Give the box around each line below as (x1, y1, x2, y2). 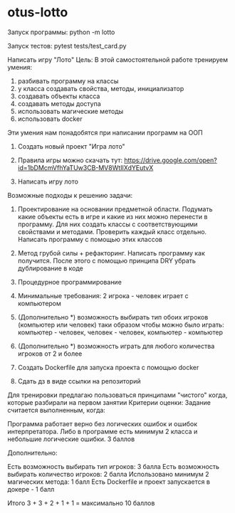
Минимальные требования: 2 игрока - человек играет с (17, 291, 189, 300)
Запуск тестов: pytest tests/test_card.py (7, 41, 127, 50)
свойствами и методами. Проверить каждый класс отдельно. (17, 227, 207, 236)
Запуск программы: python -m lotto (7, 28, 115, 36)
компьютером (17, 299, 62, 307)
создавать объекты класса (17, 92, 100, 100)
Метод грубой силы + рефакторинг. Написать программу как (17, 248, 205, 257)
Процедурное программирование (17, 277, 122, 286)
